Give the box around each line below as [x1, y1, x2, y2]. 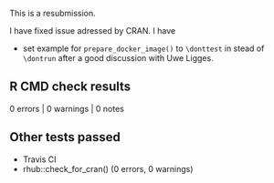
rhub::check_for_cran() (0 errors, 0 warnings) [22, 163, 194, 174]
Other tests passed [9, 129, 121, 145]
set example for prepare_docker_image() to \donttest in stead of [22, 43, 265, 54]
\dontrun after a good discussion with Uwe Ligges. [22, 53, 214, 63]
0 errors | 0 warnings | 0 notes [9, 103, 125, 114]
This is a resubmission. [9, 8, 96, 18]
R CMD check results [9, 79, 132, 95]
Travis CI [22, 154, 57, 165]
